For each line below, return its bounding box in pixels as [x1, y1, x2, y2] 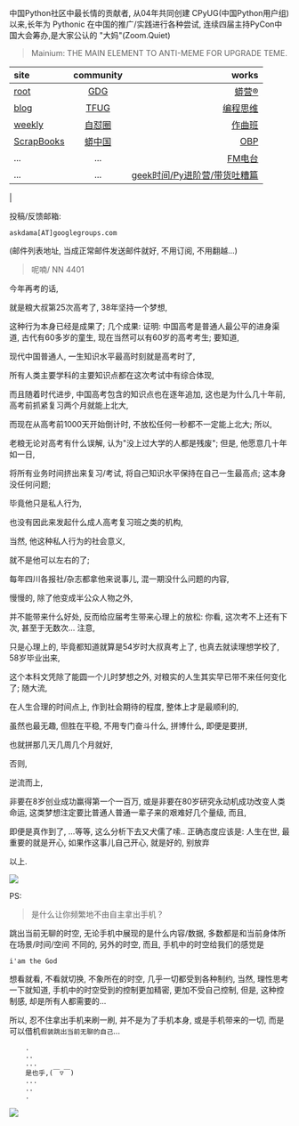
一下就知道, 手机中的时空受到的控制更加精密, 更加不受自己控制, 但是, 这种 [9, 984, 277, 995]
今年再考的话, [9, 283, 60, 294]
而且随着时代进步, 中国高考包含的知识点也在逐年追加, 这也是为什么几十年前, [9, 389, 286, 399]
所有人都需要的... [44, 996, 107, 1006]
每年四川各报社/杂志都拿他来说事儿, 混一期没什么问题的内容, [9, 573, 230, 584]
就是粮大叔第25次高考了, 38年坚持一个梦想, [9, 302, 168, 312]
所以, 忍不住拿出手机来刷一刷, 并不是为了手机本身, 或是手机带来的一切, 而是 [9, 1015, 285, 1025]
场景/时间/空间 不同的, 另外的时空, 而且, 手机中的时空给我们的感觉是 [16, 939, 264, 950]
